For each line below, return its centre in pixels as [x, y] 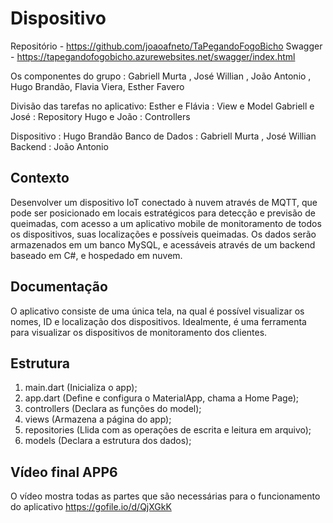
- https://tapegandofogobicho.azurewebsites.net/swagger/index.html [153, 56]
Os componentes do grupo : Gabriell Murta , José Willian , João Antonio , [161, 76]
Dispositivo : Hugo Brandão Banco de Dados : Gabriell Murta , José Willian [163, 136]
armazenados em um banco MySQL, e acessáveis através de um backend [163, 244]
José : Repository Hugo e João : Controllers [100, 116]
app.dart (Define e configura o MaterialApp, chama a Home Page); [162, 398]
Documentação [59, 287]
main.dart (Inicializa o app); [81, 388]
